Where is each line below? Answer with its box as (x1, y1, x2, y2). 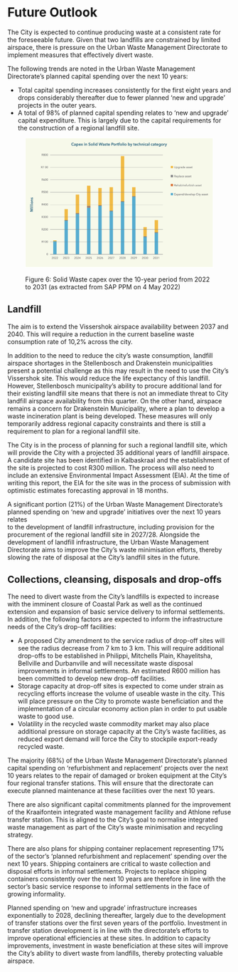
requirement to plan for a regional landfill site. (7, 427, 141, 435)
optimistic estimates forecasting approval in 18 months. (7, 486, 169, 495)
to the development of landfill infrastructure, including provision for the (7, 522, 215, 531)
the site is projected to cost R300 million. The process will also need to (7, 463, 215, 472)
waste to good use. (17, 712, 75, 720)
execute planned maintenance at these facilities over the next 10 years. (7, 787, 215, 795)
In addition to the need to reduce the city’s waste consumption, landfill (7, 351, 213, 360)
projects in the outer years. (17, 100, 97, 109)
